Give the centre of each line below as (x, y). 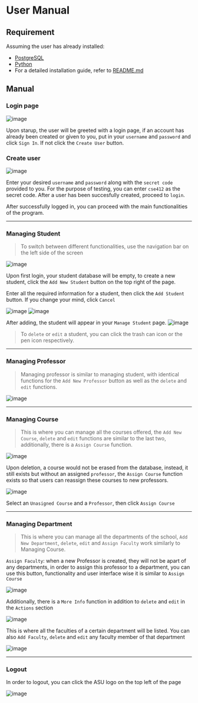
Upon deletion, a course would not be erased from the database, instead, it (97, 467)
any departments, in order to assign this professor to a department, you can (98, 567)
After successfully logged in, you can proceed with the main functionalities (97, 206)
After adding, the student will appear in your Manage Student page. (86, 323)
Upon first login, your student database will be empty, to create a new (91, 276)
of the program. (25, 212)
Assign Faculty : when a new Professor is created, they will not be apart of (96, 561)
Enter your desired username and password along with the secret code (90, 182)
